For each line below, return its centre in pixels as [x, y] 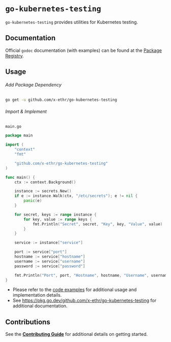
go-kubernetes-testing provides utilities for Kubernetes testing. [72, 22]
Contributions [28, 322]
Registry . [15, 55]
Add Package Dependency [34, 84]
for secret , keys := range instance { [55, 215]
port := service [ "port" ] [41, 252]
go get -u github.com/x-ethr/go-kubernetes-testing [61, 100]
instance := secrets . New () [43, 191]
